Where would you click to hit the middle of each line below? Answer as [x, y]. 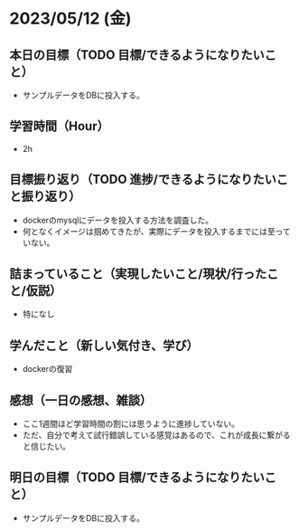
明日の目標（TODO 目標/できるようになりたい [137, 477]
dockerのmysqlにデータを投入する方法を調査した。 [118, 220]
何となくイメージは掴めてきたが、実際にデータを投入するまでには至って [156, 231]
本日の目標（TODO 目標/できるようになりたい [137, 55]
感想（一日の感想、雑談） [80, 400]
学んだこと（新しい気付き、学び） [104, 345]
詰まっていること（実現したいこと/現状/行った [138, 274]
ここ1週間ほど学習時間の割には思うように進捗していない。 [131, 424]
